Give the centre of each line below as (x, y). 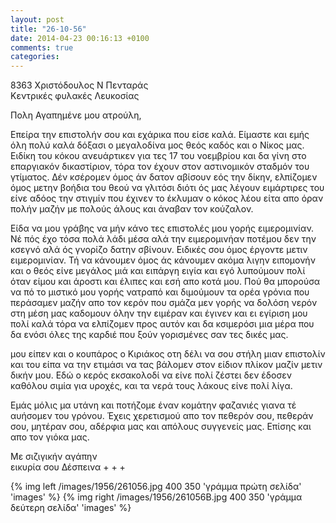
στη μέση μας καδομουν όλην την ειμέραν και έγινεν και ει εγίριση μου (159, 313)
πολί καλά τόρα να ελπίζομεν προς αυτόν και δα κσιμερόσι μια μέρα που (162, 324)
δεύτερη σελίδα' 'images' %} (71, 508)
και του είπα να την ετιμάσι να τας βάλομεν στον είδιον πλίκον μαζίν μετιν (166, 365)
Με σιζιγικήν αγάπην (54, 457)
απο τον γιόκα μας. (50, 437)
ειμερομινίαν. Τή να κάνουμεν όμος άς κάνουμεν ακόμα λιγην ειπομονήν (163, 260)
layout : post (37, 19)
